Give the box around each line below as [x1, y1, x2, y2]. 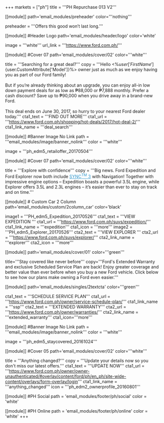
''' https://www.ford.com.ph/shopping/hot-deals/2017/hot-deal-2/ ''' [5, 119, 141, 124]
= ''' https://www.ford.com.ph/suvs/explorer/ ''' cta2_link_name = [5, 234, 135, 240]
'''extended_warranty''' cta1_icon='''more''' [5, 314, 93, 320]
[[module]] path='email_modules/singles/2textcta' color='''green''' [5, 284, 140, 290]
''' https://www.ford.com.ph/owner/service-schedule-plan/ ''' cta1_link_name [5, 299, 158, 304]
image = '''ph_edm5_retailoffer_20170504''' [5, 149, 93, 154]
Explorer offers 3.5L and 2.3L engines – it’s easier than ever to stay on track [5, 184, 158, 190]
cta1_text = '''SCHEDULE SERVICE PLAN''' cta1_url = [5, 293, 111, 299]
